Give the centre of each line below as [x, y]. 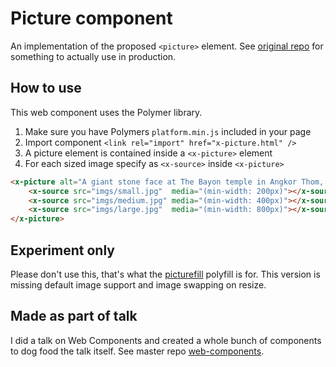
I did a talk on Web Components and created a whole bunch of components [166, 340]
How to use [46, 88]
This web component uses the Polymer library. [106, 112]
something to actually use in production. [93, 56]
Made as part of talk [74, 316]
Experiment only [62, 250]
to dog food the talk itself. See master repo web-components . [137, 351]
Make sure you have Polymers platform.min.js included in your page [168, 131]
